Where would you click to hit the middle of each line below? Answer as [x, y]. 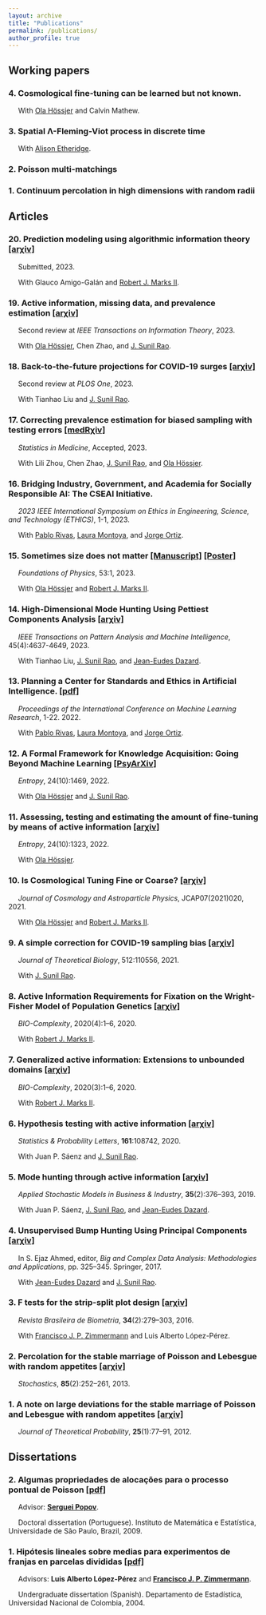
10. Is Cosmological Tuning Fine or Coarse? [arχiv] [108, 881]
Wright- [240, 996]
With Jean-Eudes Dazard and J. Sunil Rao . [88, 1282]
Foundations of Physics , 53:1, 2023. [77, 573]
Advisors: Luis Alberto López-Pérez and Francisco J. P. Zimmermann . [135, 1579]
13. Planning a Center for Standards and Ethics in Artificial [123, 682]
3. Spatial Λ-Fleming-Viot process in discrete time [107, 131]
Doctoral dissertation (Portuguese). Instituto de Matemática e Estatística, [137, 1522]
